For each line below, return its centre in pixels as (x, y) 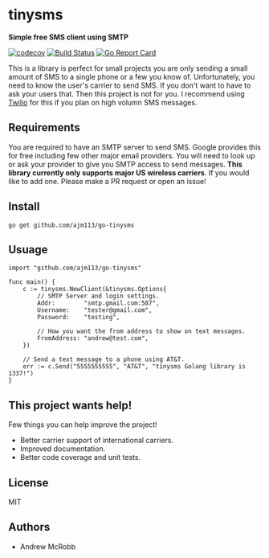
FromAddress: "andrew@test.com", (93, 338)
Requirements (44, 127)
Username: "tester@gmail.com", (95, 310)
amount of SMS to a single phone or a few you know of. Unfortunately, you (132, 76)
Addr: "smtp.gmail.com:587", (98, 303)
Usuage (28, 250)
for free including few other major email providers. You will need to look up (132, 155)
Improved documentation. (63, 449)
